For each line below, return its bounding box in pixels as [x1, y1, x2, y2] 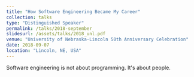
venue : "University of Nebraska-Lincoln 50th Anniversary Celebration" [6, 36, 189, 42]
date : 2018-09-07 [6, 42, 50, 48]
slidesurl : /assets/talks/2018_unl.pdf [6, 31, 106, 37]
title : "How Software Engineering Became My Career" [6, 8, 141, 15]
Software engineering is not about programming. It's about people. [6, 64, 171, 71]
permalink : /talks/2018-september [6, 25, 93, 32]
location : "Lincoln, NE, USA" [6, 48, 82, 54]
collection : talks [6, 14, 52, 20]
